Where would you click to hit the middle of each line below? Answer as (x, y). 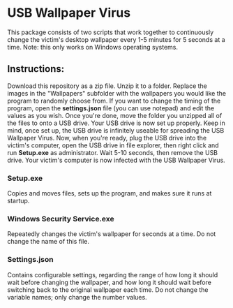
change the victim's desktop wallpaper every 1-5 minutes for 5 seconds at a (116, 39)
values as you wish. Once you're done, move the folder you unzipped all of (115, 115)
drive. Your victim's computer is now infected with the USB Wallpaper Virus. (116, 160)
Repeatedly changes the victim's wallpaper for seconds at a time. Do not (112, 234)
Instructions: (36, 69)
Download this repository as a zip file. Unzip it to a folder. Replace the (107, 86)
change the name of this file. (48, 242)
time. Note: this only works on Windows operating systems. (93, 47)
